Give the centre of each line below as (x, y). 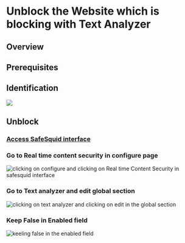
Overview (25, 47)
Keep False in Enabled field (47, 220)
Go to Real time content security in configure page (82, 156)
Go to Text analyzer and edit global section (71, 191)
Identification (33, 88)
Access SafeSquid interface (49, 139)
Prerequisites (32, 67)
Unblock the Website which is (83, 11)
